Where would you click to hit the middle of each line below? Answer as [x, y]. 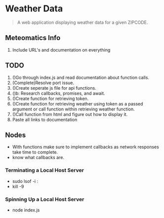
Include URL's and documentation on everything [61, 50]
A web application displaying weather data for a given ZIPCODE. [82, 22]
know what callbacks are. [38, 158]
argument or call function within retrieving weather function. [73, 109]
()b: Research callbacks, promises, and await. [59, 93]
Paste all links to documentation [45, 119]
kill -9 [18, 186]
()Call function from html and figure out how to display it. [70, 114]
